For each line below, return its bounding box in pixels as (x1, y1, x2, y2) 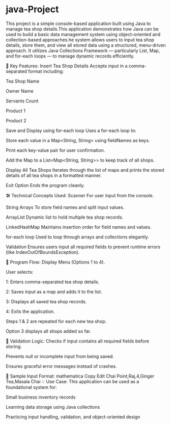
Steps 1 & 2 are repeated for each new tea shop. (6, 318, 107, 324)
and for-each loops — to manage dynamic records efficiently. (6, 52, 135, 59)
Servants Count (6, 98, 39, 104)
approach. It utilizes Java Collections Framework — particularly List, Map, (6, 47, 160, 54)
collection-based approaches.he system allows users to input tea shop (6, 37, 155, 43)
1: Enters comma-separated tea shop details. (6, 279, 100, 285)
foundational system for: (6, 384, 57, 390)
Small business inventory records (6, 394, 76, 400)
